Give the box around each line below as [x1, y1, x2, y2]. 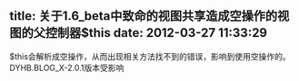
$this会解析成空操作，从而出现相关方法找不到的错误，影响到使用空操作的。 [9, 50, 291, 61]
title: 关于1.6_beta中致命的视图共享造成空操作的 [9, 8, 278, 24]
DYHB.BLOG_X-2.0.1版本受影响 [9, 62, 125, 73]
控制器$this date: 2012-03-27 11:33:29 [45, 25, 268, 40]
